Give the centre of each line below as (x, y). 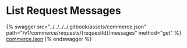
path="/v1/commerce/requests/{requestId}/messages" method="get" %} (94, 32)
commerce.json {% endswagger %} (49, 39)
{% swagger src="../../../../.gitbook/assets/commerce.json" (76, 27)
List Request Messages (63, 11)
